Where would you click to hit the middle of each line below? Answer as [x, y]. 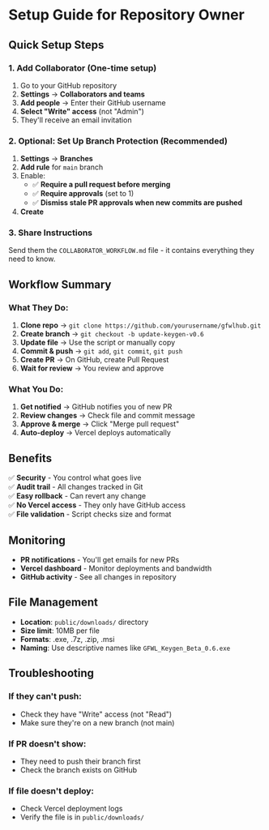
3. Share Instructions [51, 233]
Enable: [33, 176]
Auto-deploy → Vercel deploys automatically [96, 433]
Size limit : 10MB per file [60, 631]
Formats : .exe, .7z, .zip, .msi [67, 639]
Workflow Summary [60, 284]
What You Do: [36, 389]
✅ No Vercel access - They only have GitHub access [97, 505]
